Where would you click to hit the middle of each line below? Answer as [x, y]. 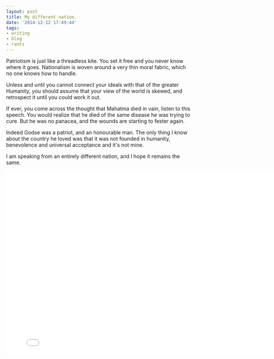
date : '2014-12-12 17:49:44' [42, 22]
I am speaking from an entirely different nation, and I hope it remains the [93, 156]
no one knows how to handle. [42, 73]
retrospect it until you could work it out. [54, 97]
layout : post [22, 11]
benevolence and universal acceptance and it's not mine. [75, 145]
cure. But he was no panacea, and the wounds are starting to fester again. [95, 121]
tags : [13, 28]
